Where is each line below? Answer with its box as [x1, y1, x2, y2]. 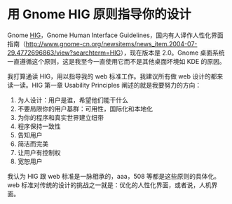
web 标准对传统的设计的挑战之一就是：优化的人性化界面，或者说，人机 [7, 180, 212, 189]
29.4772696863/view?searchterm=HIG [7, 48, 121, 57]
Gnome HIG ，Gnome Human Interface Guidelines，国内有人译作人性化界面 [7, 31, 224, 39]
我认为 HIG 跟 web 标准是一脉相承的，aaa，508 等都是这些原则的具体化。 [7, 172, 221, 180]
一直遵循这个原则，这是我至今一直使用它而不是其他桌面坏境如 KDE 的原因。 [7, 57, 226, 65]
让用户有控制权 [17, 148, 61, 156]
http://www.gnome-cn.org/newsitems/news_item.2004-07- [25, 39, 198, 48]
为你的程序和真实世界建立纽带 [17, 113, 104, 121]
